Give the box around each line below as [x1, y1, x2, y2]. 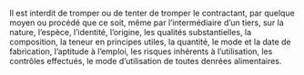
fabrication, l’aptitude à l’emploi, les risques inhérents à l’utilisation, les [9, 46, 273, 57]
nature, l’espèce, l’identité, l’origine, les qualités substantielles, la [9, 27, 252, 37]
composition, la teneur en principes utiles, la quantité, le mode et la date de [9, 36, 291, 47]
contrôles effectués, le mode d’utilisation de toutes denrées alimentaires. [9, 56, 282, 66]
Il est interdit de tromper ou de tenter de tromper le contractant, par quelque [9, 8, 296, 18]
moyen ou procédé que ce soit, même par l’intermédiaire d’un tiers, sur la [9, 17, 284, 28]
